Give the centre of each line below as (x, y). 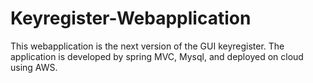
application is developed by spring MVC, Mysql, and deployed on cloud (157, 56)
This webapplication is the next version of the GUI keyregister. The (147, 46)
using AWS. (34, 67)
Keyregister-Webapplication (131, 18)
